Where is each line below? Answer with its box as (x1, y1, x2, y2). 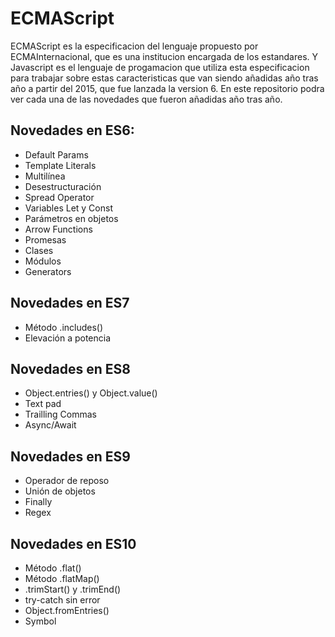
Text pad (24, 398, 62, 410)
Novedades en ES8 (10, 360, 131, 377)
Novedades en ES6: (10, 122, 135, 139)
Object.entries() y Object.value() (24, 387, 158, 399)
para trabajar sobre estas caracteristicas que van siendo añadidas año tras (10, 72, 319, 84)
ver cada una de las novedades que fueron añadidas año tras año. (10, 93, 283, 105)
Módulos (24, 255, 62, 267)
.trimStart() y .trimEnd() (24, 583, 122, 595)
